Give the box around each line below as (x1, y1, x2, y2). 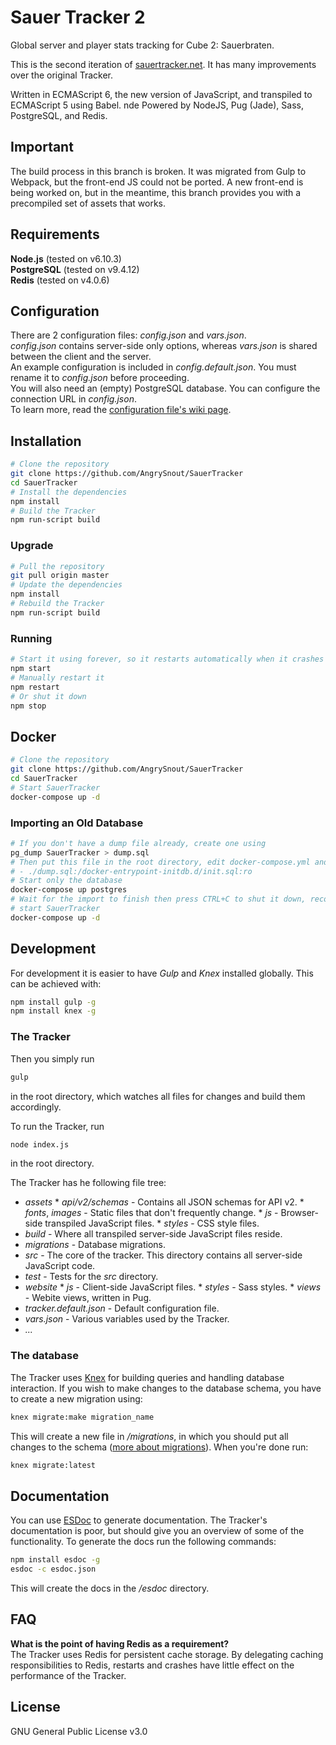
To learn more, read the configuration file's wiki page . (10, 404, 232, 416)
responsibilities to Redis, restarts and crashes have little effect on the (10, 1659, 295, 1671)
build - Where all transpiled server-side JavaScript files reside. (24, 1228, 283, 1240)
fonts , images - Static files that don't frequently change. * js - (24, 1207, 279, 1219)
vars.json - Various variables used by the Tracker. (24, 1313, 230, 1325)
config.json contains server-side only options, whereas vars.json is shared (10, 340, 318, 352)
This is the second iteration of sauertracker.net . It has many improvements (10, 58, 317, 70)
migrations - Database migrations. (24, 1239, 167, 1251)
